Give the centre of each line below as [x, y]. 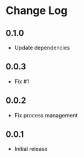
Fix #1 [22, 81]
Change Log [37, 11]
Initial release [31, 149]
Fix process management [46, 115]
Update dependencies [42, 47]
